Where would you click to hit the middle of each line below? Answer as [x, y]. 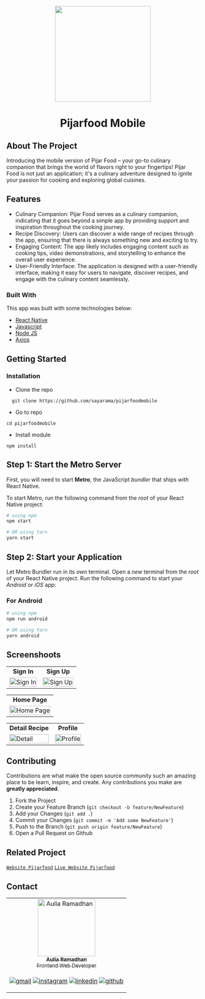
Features [24, 199]
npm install [21, 446]
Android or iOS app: [31, 585]
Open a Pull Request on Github [54, 833]
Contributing [31, 761]
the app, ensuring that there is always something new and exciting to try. [107, 240]
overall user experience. [46, 260]
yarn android [23, 635]
